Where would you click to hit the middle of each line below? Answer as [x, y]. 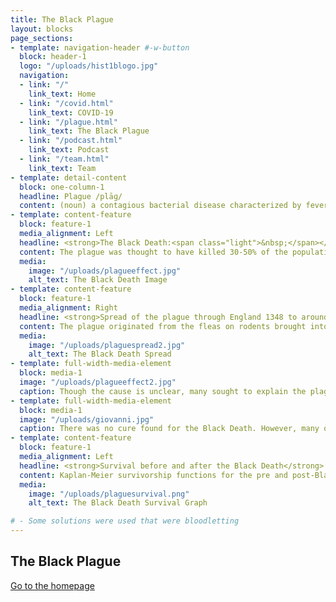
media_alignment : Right [68, 308]
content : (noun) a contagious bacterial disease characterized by [160, 206]
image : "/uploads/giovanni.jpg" [87, 419]
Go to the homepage [52, 585]
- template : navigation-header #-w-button [100, 47]
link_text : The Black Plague [89, 131]
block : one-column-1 [62, 187]
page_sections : [42, 38]
